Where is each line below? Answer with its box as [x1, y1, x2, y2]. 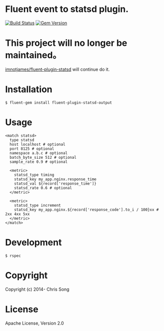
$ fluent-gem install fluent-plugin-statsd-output [5, 100, 112, 105]
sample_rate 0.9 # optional [9, 159, 68, 164]
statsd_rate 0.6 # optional [14, 185, 72, 190]
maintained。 [5, 50, 62, 61]
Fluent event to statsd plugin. [5, 3, 129, 15]
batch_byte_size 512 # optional [9, 155, 77, 160]
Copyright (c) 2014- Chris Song [5, 286, 70, 292]
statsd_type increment [14, 203, 61, 208]
